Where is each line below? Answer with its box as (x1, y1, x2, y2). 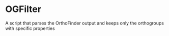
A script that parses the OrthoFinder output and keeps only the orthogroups (5, 20, 164, 26)
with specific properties (5, 25, 55, 31)
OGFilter (5, 3, 42, 15)
